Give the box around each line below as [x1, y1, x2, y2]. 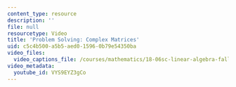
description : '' [7, 17, 55, 24]
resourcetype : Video [7, 29, 68, 37]
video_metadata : [7, 62, 55, 69]
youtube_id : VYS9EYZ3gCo [13, 69, 86, 76]
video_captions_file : [13, 56, 77, 63]
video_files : [7, 50, 46, 57]
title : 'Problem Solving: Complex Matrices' [7, 36, 140, 43]
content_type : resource [7, 10, 77, 18]
